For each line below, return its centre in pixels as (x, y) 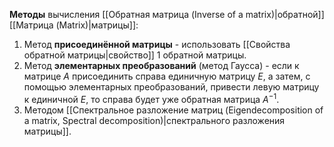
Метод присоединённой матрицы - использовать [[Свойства (157, 44)
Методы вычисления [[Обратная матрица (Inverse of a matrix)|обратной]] (167, 14)
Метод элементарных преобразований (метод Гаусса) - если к (161, 65)
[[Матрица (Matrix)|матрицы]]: (74, 25)
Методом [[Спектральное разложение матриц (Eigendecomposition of (173, 110)
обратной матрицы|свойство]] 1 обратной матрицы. (135, 55)
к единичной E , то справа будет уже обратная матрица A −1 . (151, 98)
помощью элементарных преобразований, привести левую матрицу (171, 87)
